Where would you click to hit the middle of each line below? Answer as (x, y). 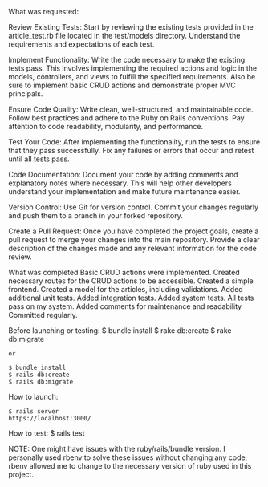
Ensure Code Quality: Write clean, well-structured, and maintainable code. (131, 109)
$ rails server (34, 412)
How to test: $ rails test (47, 433)
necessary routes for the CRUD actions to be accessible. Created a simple (131, 281)
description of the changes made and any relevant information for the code (132, 248)
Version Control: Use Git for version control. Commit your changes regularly (134, 207)
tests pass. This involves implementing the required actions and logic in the (133, 68)
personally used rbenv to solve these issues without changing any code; (128, 457)
